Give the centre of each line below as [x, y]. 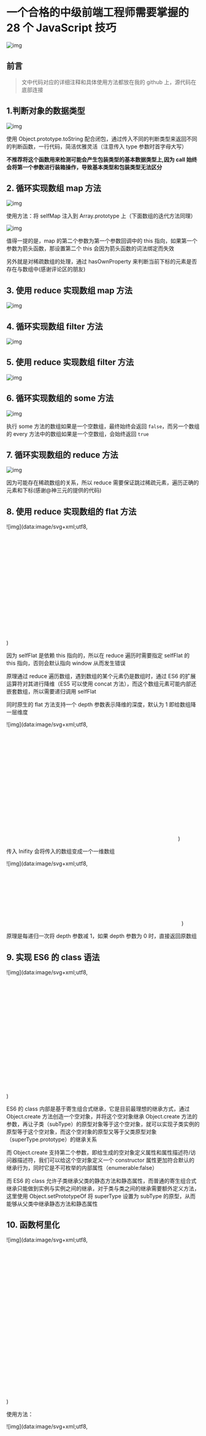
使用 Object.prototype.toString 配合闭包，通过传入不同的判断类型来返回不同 [102, 139]
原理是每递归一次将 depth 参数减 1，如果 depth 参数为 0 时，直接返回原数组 [102, 936]
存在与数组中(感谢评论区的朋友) [46, 269]
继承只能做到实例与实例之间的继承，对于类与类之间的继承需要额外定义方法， [103, 1188]
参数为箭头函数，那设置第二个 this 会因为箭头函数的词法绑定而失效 [90, 248]
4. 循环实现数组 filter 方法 [55, 327]
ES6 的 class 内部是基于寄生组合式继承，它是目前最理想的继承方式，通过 [98, 1109]
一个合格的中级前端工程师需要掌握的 [98, 13]
